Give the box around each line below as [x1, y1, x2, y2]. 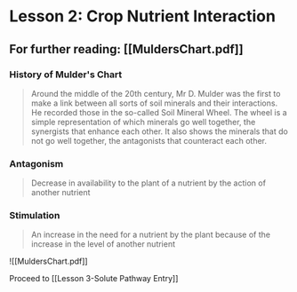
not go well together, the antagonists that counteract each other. [30, 135, 268, 146]
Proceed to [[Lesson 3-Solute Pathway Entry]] [9, 273, 179, 284]
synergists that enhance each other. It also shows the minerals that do [30, 126, 289, 137]
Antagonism [9, 157, 64, 170]
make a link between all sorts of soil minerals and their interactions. [30, 98, 278, 108]
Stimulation [9, 209, 60, 222]
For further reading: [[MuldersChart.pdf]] [9, 42, 244, 57]
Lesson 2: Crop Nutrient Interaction [9, 6, 276, 27]
